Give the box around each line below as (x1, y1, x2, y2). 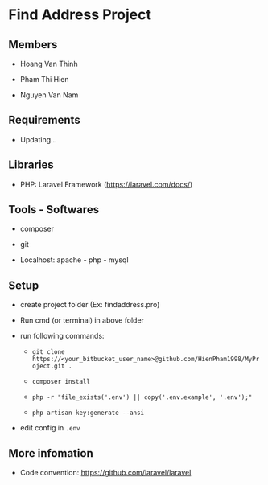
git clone (31, 348, 66, 356)
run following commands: (19, 331, 105, 341)
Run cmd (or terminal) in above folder (19, 315, 145, 325)
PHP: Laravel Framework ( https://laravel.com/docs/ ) (19, 179, 193, 189)
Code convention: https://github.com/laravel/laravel (19, 468, 192, 478)
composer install (31, 378, 91, 386)
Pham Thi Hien (19, 75, 69, 84)
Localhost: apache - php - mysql (19, 255, 129, 265)
